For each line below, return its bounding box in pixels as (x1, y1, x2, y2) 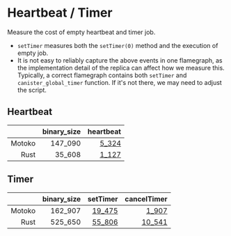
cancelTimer (125, 194, 168, 203)
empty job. (17, 49, 49, 57)
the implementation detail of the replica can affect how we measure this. (17, 63, 225, 72)
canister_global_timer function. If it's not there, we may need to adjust (17, 78, 223, 86)
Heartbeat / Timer (7, 5, 113, 21)
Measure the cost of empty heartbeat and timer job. (7, 28, 156, 36)
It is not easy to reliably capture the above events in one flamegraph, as (17, 56, 223, 64)
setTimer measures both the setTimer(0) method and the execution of (17, 41, 218, 49)
